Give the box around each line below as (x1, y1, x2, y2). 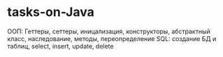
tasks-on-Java (7, 4, 94, 20)
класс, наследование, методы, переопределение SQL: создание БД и (7, 34, 217, 42)
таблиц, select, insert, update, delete (7, 42, 114, 50)
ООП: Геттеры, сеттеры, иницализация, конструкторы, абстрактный (7, 27, 211, 35)
